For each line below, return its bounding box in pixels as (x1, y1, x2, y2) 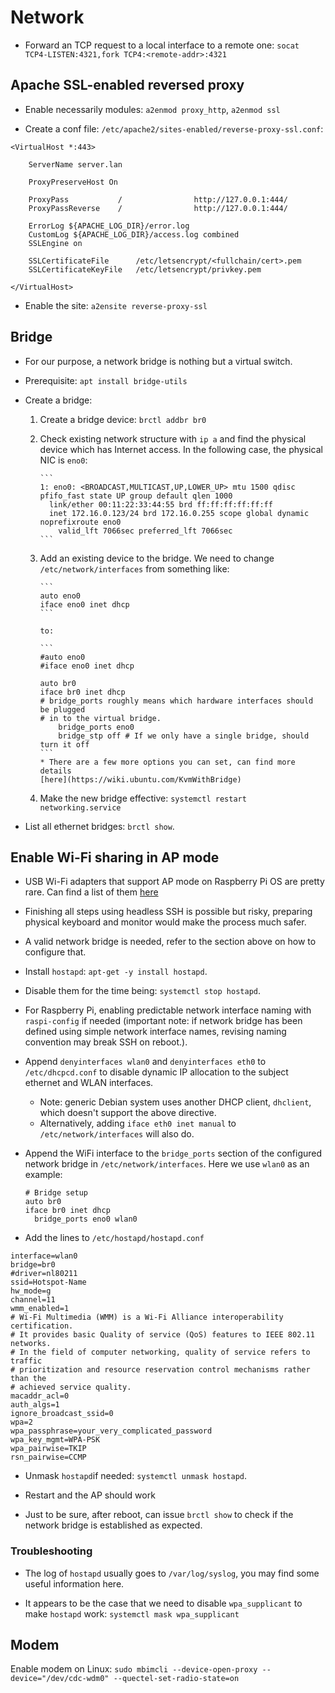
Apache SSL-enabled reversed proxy (10, 77, 245, 94)
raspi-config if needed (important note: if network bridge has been (24, 1015, 303, 1027)
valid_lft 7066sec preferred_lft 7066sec (58, 526, 233, 536)
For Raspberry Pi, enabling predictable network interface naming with (24, 1004, 312, 1016)
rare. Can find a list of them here (24, 886, 159, 898)
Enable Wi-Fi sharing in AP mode (10, 849, 220, 866)
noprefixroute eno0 (39, 517, 122, 527)
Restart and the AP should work (24, 1489, 156, 1501)
